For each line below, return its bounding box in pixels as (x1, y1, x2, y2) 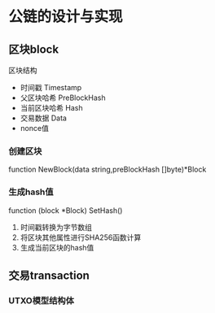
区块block (8, 42, 59, 56)
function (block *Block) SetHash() (8, 205, 123, 215)
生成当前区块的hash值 (20, 242, 94, 252)
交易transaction (8, 268, 90, 282)
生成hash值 (8, 186, 55, 198)
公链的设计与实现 (8, 7, 124, 26)
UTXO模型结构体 (8, 294, 75, 306)
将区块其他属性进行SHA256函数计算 (20, 233, 142, 242)
